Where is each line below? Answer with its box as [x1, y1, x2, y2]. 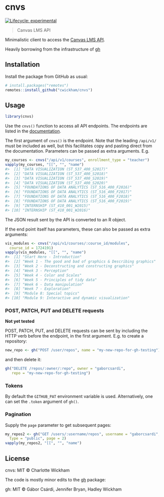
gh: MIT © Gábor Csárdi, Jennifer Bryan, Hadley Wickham [5, 486, 122, 492]
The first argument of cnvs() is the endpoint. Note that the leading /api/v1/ [5, 138, 157, 144]
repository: [5, 338, 27, 344]
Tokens [5, 382, 23, 389]
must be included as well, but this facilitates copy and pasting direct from [5, 143, 152, 149]
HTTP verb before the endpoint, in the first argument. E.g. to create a [5, 333, 144, 339]
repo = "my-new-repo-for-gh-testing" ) [11, 371, 91, 376]
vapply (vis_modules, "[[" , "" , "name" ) [5, 250, 86, 255]
